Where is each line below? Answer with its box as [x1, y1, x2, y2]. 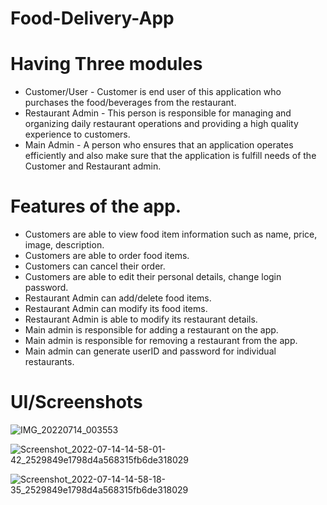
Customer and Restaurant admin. [24, 160, 162, 172]
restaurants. [24, 356, 75, 368]
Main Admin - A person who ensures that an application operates [24, 139, 294, 151]
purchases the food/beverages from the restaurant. [24, 97, 237, 109]
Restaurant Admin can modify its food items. [24, 303, 208, 315]
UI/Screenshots [10, 391, 143, 414]
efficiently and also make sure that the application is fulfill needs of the [24, 150, 317, 162]
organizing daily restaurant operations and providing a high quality [24, 118, 299, 130]
